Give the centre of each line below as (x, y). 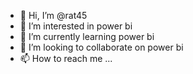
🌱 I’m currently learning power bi (87, 36)
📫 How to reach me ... (66, 58)
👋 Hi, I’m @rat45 (53, 15)
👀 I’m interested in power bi (76, 26)
